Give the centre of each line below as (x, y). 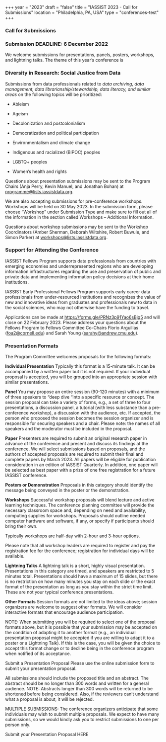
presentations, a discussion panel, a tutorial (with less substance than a (78, 408)
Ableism (21, 104)
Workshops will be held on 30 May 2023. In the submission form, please (79, 206)
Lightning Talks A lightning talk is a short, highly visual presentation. (75, 566)
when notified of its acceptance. (38, 654)
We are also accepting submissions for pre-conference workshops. (74, 201)
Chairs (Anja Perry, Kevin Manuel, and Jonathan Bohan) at (64, 186)
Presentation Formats (32, 346)
